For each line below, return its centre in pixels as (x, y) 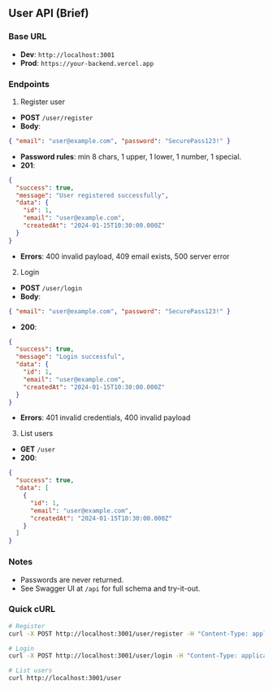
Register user (43, 102)
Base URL (28, 37)
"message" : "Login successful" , (71, 357)
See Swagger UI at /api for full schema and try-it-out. (110, 588)
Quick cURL (32, 609)
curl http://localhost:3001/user (65, 679)
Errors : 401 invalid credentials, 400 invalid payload (105, 417)
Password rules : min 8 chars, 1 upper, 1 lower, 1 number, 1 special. (131, 156)
